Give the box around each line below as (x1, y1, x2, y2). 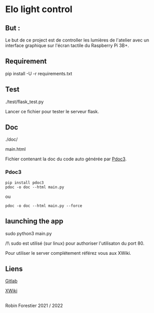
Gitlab (5, 278, 18, 284)
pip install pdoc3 (5, 180, 44, 185)
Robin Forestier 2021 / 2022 (5, 302, 63, 308)
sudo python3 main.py (5, 230, 52, 236)
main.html (5, 146, 26, 152)
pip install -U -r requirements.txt (5, 70, 72, 76)
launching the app (5, 217, 64, 226)
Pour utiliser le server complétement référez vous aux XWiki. (5, 250, 131, 256)
